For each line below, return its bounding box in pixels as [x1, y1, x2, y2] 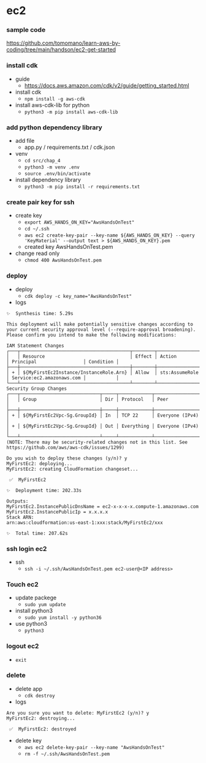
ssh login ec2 [6, 544, 47, 553]
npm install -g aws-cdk [24, 96, 86, 102]
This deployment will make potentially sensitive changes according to [6, 321, 193, 327]
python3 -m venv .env [24, 164, 80, 170]
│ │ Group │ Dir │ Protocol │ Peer [6, 396, 169, 402]
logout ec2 [6, 642, 39, 650]
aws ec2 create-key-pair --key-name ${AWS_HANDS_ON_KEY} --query [24, 232, 195, 239]
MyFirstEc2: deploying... [6, 460, 72, 466]
